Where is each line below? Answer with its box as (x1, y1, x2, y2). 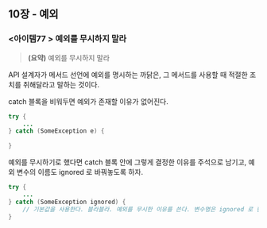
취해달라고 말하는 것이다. (22, 79, 100, 89)
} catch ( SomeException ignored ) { (8, 198, 126, 206)
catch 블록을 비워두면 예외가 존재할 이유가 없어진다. (8, 96, 168, 106)
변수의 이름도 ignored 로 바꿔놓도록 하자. (16, 168, 144, 177)
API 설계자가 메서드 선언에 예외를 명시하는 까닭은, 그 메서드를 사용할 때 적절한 (8, 70, 248, 79)
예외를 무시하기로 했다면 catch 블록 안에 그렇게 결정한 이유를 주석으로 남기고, (8, 157, 247, 167)
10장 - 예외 (8, 7, 59, 21)
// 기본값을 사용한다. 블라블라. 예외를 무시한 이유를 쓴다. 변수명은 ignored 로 (22, 205, 253, 213)
